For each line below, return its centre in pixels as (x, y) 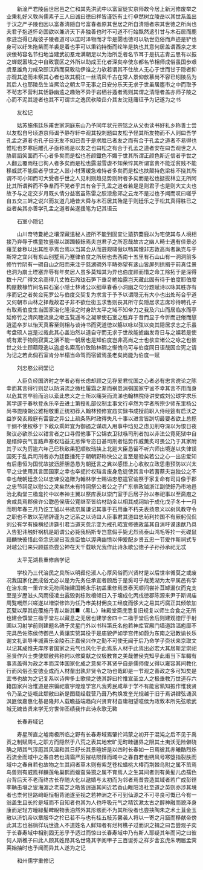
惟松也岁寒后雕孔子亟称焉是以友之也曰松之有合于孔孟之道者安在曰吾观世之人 (101, 148)
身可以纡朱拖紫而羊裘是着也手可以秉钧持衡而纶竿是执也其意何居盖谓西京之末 (101, 47)
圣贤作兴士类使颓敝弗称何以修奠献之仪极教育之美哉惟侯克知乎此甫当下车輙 (99, 656)
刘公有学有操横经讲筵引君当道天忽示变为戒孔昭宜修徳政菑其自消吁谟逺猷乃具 (101, 524)
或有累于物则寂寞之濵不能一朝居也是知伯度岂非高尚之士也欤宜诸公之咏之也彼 (101, 340)
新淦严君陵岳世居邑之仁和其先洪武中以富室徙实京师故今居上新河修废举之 (107, 9)
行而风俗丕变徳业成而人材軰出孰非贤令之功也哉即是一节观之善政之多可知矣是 (101, 671)
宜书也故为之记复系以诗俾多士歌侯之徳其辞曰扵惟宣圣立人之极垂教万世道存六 (101, 678)
